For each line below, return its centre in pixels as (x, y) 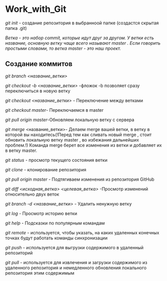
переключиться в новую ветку (38, 91)
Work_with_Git (36, 9)
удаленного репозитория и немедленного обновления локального (76, 268)
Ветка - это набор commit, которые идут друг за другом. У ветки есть (80, 38)
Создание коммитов (39, 64)
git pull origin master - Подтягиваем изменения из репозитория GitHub (80, 179)
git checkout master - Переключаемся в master (54, 110)
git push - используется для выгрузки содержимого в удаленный (75, 247)
